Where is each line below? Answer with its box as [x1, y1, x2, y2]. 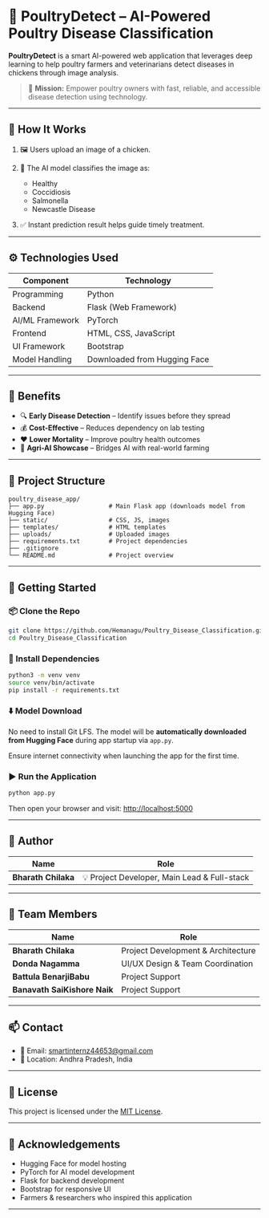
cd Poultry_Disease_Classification [8, 634, 127, 642]
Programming [12, 288, 64, 299]
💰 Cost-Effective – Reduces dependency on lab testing [19, 423, 205, 432]
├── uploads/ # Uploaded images [8, 530, 171, 538]
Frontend [12, 327, 46, 339]
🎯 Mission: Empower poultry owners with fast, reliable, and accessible [27, 83, 261, 93]
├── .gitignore [8, 545, 59, 553]
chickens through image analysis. [8, 67, 118, 77]
